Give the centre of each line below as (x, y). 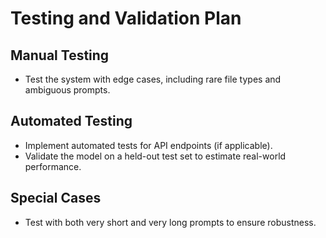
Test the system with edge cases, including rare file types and (153, 79)
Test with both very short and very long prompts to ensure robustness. (170, 222)
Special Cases (56, 198)
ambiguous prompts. (67, 90)
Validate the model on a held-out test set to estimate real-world (155, 156)
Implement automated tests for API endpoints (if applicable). (148, 145)
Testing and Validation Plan (126, 18)
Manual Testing (60, 55)
